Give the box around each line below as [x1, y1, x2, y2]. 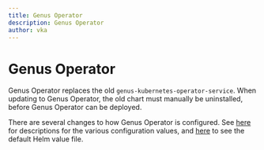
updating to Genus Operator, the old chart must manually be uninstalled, [8, 94, 243, 104]
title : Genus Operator [8, 11, 83, 20]
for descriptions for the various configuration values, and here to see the [8, 126, 245, 136]
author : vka [8, 26, 47, 34]
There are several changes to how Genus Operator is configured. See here [8, 118, 251, 127]
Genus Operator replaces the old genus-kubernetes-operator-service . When [8, 86, 257, 95]
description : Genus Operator [8, 19, 104, 27]
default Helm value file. [8, 134, 84, 144]
